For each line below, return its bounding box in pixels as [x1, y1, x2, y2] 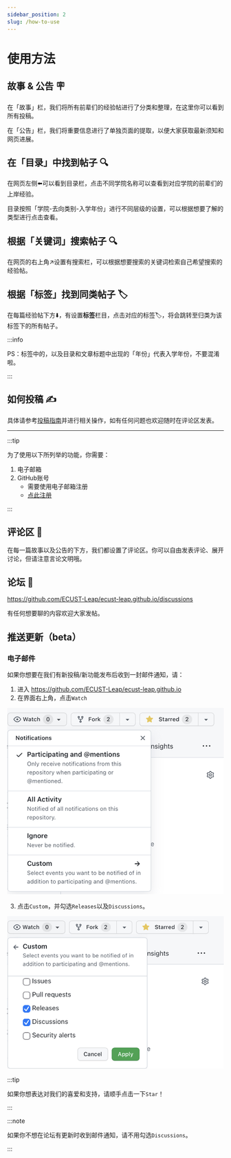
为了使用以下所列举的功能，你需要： [7, 450, 110, 458]
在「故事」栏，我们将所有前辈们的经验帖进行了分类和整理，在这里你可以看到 [7, 103, 224, 111]
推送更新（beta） [7, 631, 81, 643]
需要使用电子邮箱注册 [27, 482, 88, 491]
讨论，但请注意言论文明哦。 [7, 554, 86, 563]
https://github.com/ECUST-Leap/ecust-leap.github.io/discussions [7, 595, 194, 603]
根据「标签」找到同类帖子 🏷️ [7, 289, 129, 300]
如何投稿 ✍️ [7, 394, 57, 405]
